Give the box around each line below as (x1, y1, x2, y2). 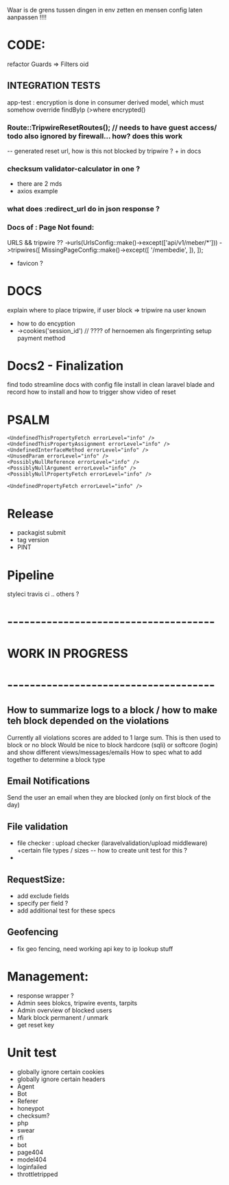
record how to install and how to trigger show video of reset (7, 388, 176, 396)
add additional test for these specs (16, 906, 115, 915)
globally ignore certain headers (16, 1075, 106, 1083)
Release (7, 506, 53, 522)
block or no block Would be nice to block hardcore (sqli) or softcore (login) (7, 740, 218, 749)
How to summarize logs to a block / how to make (7, 705, 218, 716)
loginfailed (16, 1162, 47, 1171)
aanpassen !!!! (7, 13, 47, 21)
